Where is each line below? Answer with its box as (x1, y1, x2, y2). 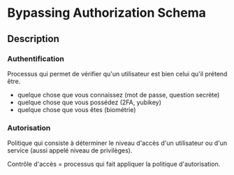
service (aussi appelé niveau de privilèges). (7, 146, 133, 155)
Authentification (7, 54, 64, 64)
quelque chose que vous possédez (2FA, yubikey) (17, 98, 162, 106)
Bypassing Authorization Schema (7, 5, 206, 21)
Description (7, 33, 59, 45)
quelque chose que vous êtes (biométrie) (17, 105, 136, 113)
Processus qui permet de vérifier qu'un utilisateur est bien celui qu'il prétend (7, 69, 228, 78)
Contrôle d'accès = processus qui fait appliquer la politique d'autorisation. (7, 160, 221, 169)
